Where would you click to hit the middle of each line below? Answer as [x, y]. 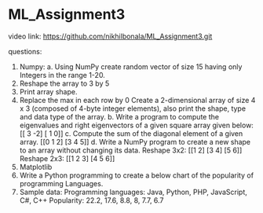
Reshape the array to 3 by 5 [64, 83]
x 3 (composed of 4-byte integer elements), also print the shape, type [132, 108]
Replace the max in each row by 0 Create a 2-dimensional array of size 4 [137, 100]
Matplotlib [36, 167]
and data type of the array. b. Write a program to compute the [119, 116]
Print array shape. [48, 91]
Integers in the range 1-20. [62, 75]
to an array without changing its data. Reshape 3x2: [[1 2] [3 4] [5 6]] [131, 150]
